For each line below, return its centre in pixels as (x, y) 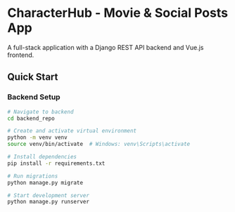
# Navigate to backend (40, 112)
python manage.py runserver (49, 202)
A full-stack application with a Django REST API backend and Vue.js (106, 47)
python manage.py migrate (45, 182)
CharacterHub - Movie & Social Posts (118, 13)
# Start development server (49, 195)
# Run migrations (33, 176)
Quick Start (33, 77)
